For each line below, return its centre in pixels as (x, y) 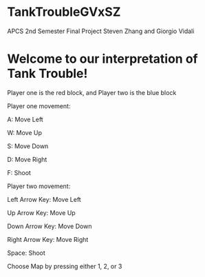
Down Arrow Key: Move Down (50, 226)
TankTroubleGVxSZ (64, 12)
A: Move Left (25, 119)
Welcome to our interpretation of (102, 59)
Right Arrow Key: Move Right (48, 239)
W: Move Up (25, 132)
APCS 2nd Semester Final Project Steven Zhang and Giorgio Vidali (101, 31)
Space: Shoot (26, 253)
